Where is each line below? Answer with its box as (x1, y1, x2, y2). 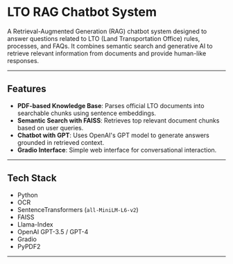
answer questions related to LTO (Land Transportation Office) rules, (7, 34, 200, 42)
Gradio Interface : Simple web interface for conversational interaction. (17, 146, 217, 154)
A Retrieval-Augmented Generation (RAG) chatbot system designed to (7, 27, 207, 35)
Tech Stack (7, 173, 57, 184)
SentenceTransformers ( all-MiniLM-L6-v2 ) (17, 205, 139, 213)
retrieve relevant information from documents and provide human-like (7, 49, 207, 58)
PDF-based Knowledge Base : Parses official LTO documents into (17, 101, 205, 109)
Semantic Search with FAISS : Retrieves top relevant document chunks (17, 116, 220, 125)
